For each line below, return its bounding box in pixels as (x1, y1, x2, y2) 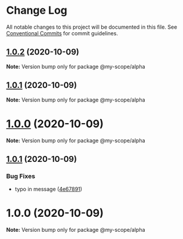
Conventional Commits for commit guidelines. (6, 29, 118, 36)
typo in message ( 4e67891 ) (14, 186, 82, 193)
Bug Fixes (6, 171, 36, 180)
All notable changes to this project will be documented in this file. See (6, 23, 178, 30)
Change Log (6, 4, 67, 17)
